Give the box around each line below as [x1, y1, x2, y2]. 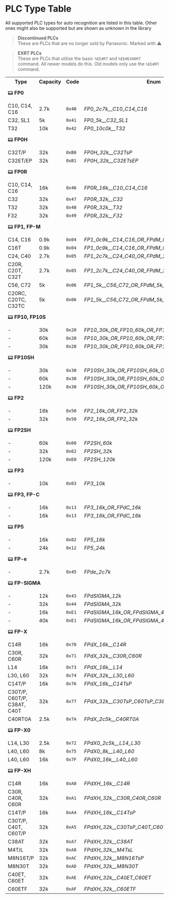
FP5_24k [83, 544, 106, 551]
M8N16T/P [8, 855, 34, 862]
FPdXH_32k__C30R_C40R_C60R [83, 794, 161, 801]
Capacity [39, 78, 61, 85]
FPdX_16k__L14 [83, 664, 123, 671]
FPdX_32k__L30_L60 [83, 672, 135, 679]
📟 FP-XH [8, 767, 31, 774]
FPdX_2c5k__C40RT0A [83, 716, 139, 723]
